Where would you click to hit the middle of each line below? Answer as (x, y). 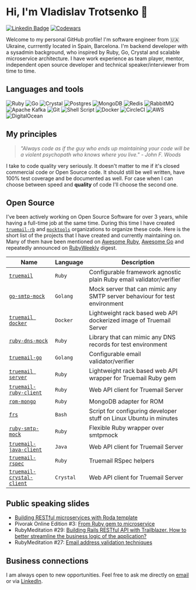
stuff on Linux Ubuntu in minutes (134, 419)
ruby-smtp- (24, 429)
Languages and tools (45, 89)
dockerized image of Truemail (130, 320)
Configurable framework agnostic (135, 272)
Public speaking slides (48, 503)
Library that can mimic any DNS (132, 337)
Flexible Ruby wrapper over (127, 428)
